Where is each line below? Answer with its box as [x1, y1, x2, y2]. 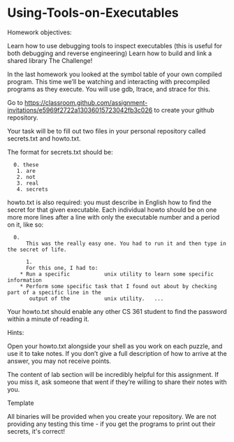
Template [7, 399, 34, 407]
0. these [13, 161, 39, 169]
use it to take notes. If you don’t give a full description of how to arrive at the [7, 349, 227, 357]
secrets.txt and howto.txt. [7, 134, 82, 143]
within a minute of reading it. [7, 315, 89, 323]
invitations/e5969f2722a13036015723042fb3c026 [7, 106, 153, 114]
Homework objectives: [7, 28, 72, 36]
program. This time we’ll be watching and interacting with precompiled [7, 77, 210, 85]
